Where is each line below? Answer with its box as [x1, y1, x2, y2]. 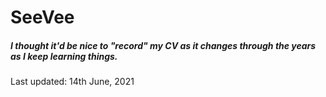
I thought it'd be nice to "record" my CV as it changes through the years [10, 39, 317, 51]
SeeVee [10, 6, 75, 29]
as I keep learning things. [10, 50, 118, 62]
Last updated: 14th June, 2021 [10, 76, 135, 88]
